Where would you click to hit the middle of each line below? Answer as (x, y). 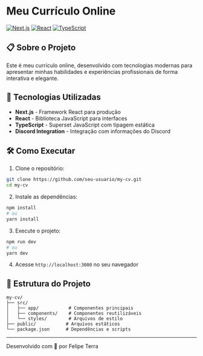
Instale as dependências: (46, 197)
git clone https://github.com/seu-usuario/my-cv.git (74, 180)
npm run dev (21, 242)
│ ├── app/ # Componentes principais (70, 308)
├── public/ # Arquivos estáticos (63, 324)
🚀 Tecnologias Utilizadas (53, 97)
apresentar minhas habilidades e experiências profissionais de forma (92, 71)
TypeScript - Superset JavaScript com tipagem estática (85, 125)
